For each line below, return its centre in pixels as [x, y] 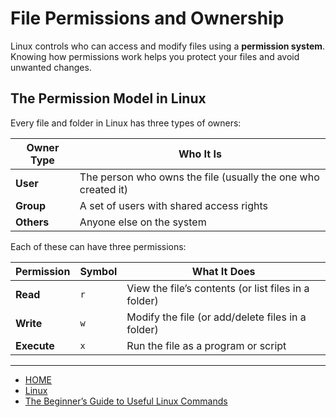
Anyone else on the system [143, 222]
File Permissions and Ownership [147, 18]
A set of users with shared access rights [173, 205]
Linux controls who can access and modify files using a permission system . [168, 46]
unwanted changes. [51, 67]
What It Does [223, 271]
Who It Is [200, 154]
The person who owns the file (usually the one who [199, 177]
